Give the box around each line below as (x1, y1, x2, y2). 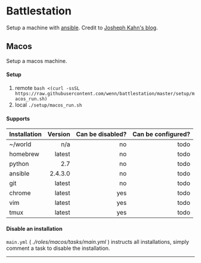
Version (47, 130, 71, 138)
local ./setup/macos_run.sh (14, 101, 83, 108)
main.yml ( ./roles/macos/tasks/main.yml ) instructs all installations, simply (6, 238, 190, 246)
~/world (9, 140, 32, 149)
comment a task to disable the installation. (6, 244, 111, 252)
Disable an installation (6, 225, 63, 232)
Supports (6, 115, 30, 122)
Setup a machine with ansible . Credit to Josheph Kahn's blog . (6, 24, 159, 31)
